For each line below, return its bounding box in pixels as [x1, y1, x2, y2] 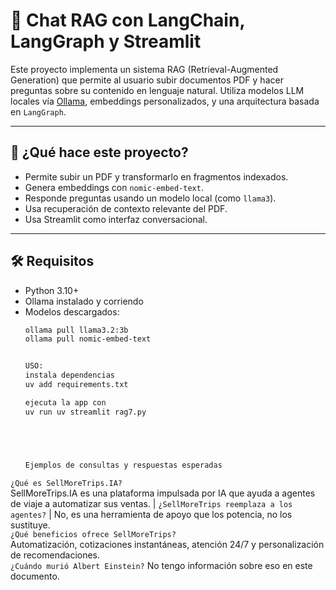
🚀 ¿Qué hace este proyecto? [10, 144, 189, 161]
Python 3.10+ [24, 284, 80, 296]
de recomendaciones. [10, 549, 101, 561]
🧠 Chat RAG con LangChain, [10, 9, 245, 32]
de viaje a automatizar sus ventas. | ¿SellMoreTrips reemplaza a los [10, 497, 293, 509]
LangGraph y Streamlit [10, 30, 202, 53]
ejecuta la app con [24, 397, 107, 408]
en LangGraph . [10, 105, 67, 118]
